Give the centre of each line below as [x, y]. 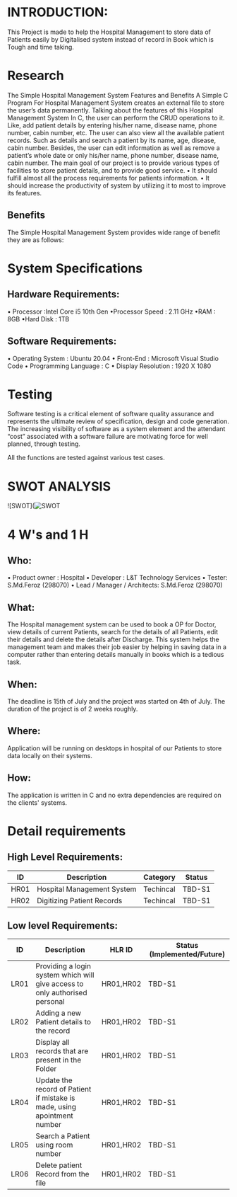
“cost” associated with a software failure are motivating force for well [108, 437]
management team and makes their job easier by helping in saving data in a [117, 647]
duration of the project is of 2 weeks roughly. [73, 709]
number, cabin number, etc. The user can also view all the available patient [116, 132]
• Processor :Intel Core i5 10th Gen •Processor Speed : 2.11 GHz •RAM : [111, 311]
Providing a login [63, 966]
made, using [56, 1107]
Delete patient [59, 1165]
